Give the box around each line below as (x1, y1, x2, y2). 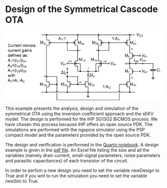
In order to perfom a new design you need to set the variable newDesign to (5, 167, 160, 173)
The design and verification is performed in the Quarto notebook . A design (5, 142, 159, 148)
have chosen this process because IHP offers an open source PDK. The (5, 121, 153, 127)
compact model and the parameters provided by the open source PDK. (5, 132, 151, 138)
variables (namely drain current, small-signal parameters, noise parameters (5, 152, 160, 158)
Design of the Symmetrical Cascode (5, 4, 158, 15)
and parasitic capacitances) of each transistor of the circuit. (5, 158, 128, 164)
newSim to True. (5, 178, 39, 184)
